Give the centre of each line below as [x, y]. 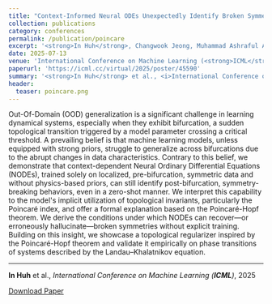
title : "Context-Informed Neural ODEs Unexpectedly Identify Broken [126, 16]
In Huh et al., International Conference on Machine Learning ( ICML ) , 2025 [132, 276]
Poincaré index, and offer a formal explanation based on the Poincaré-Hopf [134, 209]
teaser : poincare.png [52, 91]
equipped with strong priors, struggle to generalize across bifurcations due [134, 149]
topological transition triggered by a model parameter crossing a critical [128, 131]
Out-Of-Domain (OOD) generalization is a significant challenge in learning [131, 114]
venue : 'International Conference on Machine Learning [103, 62]
